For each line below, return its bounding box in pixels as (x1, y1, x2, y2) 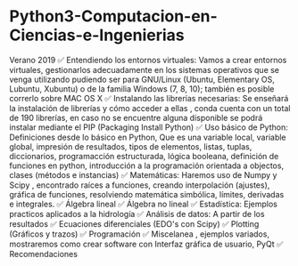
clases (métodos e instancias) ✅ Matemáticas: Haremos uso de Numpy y (9, 169, 277, 180)
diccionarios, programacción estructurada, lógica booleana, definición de (9, 150, 279, 161)
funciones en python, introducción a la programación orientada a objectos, (9, 160, 284, 171)
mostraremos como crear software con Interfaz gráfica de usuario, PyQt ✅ (9, 238, 284, 249)
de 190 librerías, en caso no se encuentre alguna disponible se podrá (9, 112, 263, 123)
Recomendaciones (9, 248, 79, 259)
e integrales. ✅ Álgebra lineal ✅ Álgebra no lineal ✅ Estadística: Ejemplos (9, 198, 278, 209)
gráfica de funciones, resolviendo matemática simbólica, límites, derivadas (9, 189, 285, 199)
